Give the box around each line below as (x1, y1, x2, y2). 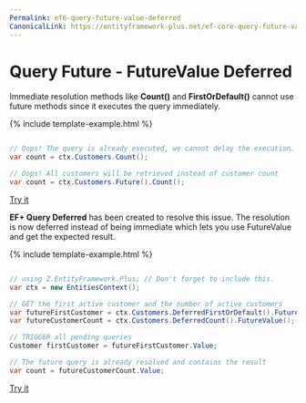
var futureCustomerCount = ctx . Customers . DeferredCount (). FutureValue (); (9, 316, 296, 325)
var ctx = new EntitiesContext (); (9, 283, 141, 292)
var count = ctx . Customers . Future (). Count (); (9, 178, 185, 187)
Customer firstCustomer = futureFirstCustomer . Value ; (9, 341, 219, 351)
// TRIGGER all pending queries (9, 333, 132, 342)
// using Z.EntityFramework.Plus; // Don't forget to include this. (9, 274, 275, 284)
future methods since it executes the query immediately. (9, 101, 221, 112)
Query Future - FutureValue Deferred (9, 61, 293, 82)
